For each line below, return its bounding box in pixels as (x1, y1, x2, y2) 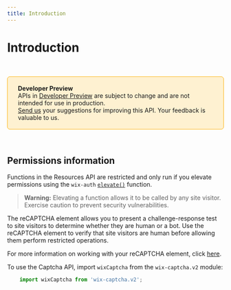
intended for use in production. (18, 99, 106, 107)
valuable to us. (18, 113, 60, 121)
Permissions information (7, 154, 115, 166)
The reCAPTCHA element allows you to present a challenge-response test (7, 214, 217, 222)
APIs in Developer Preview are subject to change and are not (18, 91, 190, 100)
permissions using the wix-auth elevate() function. (7, 180, 153, 189)
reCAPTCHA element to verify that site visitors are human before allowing (7, 229, 215, 238)
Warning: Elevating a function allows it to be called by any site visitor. (23, 194, 221, 202)
